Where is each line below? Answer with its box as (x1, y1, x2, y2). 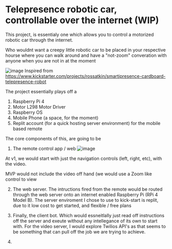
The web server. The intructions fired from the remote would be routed (12, 186, 163, 192)
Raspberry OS (12, 109, 43, 115)
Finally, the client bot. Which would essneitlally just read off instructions (12, 212, 165, 218)
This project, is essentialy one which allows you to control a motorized (5, 31, 154, 37)
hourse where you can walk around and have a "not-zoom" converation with (5, 52, 167, 58)
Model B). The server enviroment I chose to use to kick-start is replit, (12, 197, 159, 203)
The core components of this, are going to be (5, 135, 101, 141)
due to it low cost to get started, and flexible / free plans (12, 202, 132, 209)
